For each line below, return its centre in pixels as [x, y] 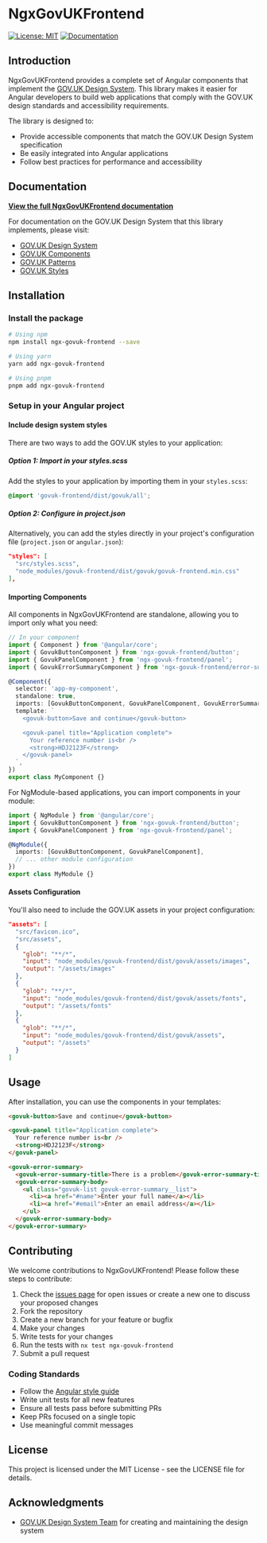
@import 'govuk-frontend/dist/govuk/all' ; [79, 495]
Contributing [41, 1251]
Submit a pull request [54, 1353]
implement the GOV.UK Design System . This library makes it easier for [123, 88]
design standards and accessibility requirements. [89, 105]
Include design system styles [58, 425]
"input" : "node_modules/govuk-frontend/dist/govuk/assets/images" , [136, 961]
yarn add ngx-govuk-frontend [56, 364]
